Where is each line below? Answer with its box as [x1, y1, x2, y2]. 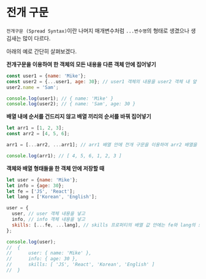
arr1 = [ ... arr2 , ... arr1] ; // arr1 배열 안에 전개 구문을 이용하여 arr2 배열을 [6, 142, 197, 148]
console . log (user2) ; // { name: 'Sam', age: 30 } [6, 101, 136, 107]
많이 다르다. [22, 34, 51, 42]
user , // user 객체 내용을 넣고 [12, 210, 86, 217]
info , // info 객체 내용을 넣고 [12, 217, 86, 223]
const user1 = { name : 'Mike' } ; [6, 73, 86, 79]
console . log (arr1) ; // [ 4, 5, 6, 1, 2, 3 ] [6, 152, 122, 159]
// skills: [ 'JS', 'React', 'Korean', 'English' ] [6, 261, 155, 268]
